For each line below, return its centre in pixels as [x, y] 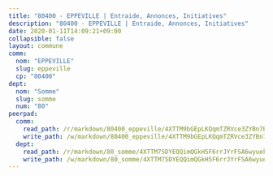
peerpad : [23, 114]
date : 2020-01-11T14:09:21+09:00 [65, 31]
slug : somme [36, 99]
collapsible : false [41, 39]
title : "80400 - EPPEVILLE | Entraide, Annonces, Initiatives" [118, 16]
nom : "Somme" [38, 91]
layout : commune [36, 46]
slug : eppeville [43, 69]
